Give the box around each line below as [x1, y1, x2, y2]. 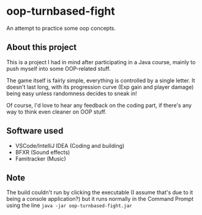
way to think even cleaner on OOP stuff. [6, 108, 107, 115]
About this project [6, 42, 77, 53]
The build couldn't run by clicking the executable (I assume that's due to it [6, 189, 193, 196]
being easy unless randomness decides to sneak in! [6, 90, 137, 97]
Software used [6, 126, 64, 136]
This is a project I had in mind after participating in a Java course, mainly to [6, 58, 196, 65]
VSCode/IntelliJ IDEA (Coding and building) [15, 142, 125, 149]
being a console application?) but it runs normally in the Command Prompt [6, 195, 194, 203]
